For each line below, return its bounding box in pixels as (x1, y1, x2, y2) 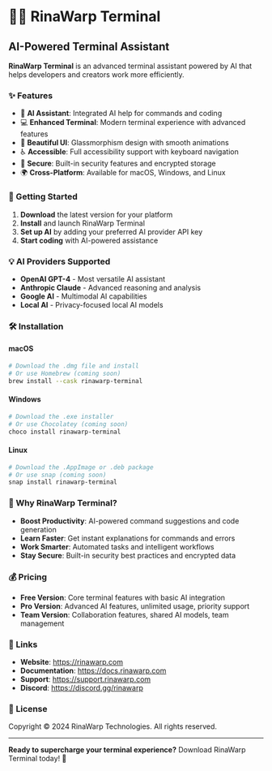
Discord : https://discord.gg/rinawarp (19, 683, 143, 693)
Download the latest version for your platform (19, 209, 173, 219)
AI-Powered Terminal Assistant (8, 40, 170, 54)
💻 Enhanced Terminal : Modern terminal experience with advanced (19, 118, 246, 127)
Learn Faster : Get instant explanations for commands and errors (19, 533, 236, 543)
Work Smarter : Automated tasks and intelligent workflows (19, 541, 215, 551)
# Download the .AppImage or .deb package (8, 463, 154, 472)
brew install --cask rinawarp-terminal (8, 377, 143, 385)
